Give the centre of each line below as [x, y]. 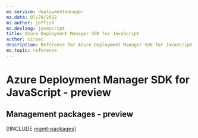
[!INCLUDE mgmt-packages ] [41, 128]
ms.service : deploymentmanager [45, 12]
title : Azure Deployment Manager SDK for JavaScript [73, 34]
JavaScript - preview [59, 92]
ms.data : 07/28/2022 [32, 17]
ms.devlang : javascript [36, 28]
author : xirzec [25, 39]
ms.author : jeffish [30, 23]
